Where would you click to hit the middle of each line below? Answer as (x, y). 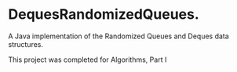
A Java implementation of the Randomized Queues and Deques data (118, 36)
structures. (26, 44)
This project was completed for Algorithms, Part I (88, 59)
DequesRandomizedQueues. (104, 14)
